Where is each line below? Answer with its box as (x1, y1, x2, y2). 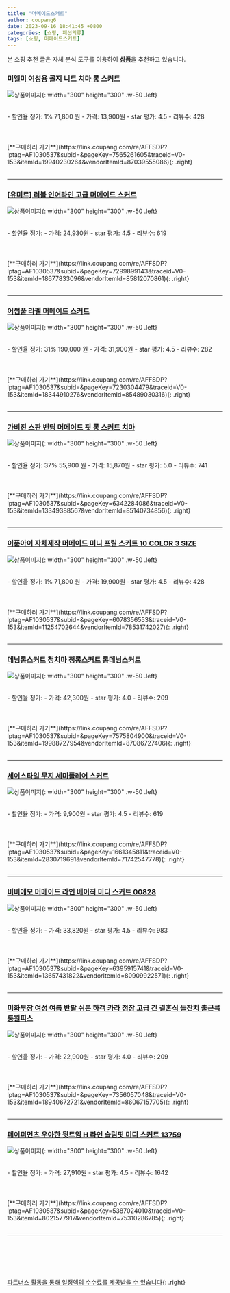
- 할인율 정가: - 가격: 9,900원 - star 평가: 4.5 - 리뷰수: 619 (7, 810, 164, 818)
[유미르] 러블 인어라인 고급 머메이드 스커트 (7, 190, 137, 199)
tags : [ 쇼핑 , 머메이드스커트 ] (7, 36, 81, 42)
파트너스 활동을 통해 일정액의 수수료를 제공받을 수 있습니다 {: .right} (7, 1279, 186, 1287)
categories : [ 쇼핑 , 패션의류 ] (7, 29, 85, 36)
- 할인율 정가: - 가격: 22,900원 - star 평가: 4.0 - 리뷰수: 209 (7, 1052, 169, 1061)
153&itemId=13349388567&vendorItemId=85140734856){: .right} (7, 506, 191, 515)
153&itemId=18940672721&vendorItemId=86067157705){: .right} (7, 1098, 190, 1106)
